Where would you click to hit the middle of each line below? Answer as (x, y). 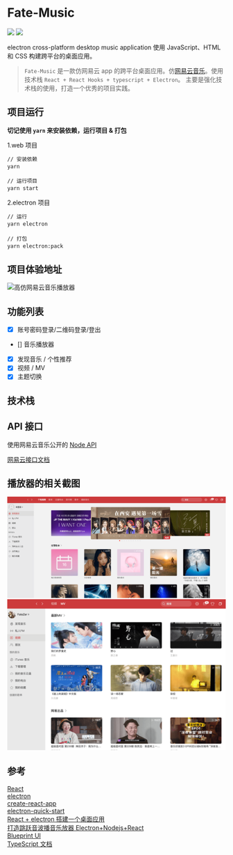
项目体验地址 (35, 269)
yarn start (23, 189)
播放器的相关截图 (44, 483)
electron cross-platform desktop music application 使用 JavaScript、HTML (114, 47)
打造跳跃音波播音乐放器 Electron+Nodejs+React (76, 828)
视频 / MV (31, 368)
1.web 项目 (23, 145)
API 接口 (25, 427)
